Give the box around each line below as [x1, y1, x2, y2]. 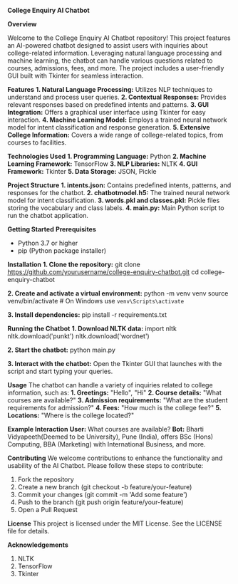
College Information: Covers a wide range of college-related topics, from [7, 131, 224, 139]
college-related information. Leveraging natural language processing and [7, 49, 222, 57]
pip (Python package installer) [17, 246, 107, 255]
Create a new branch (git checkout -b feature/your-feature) [17, 483, 192, 491]
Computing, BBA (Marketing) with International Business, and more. [7, 440, 206, 448]
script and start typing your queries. [7, 367, 113, 375]
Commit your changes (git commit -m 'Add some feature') [17, 491, 187, 499]
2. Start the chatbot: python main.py [7, 345, 116, 354]
